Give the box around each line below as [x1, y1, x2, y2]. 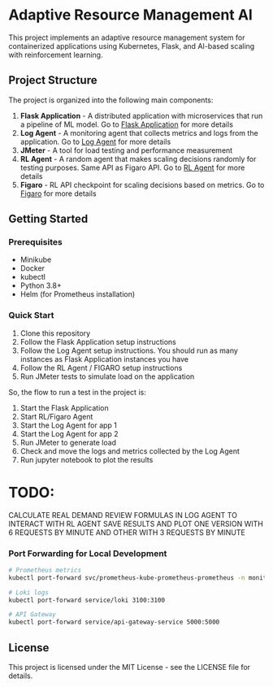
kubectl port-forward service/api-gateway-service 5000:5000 [8, 618, 220, 627]
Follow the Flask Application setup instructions [19, 337, 176, 346]
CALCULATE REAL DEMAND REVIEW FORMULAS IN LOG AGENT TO [8, 510, 238, 520]
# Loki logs [8, 588, 49, 597]
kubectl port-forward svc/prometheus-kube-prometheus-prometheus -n [8, 573, 245, 582]
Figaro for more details [19, 189, 97, 198]
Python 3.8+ [19, 280, 63, 290]
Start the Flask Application [19, 402, 109, 412]
